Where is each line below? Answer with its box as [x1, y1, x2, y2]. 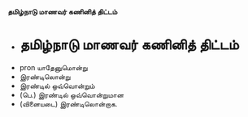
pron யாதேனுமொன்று [19, 62, 89, 72]
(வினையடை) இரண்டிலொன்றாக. [19, 98, 118, 108]
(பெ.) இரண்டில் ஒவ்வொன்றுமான [19, 90, 124, 99]
